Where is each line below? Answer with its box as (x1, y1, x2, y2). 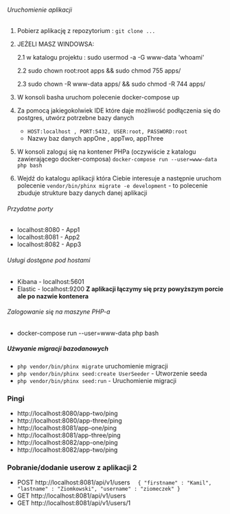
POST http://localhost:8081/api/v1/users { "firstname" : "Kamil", (16, 478, 212, 487)
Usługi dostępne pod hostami (7, 256, 91, 264)
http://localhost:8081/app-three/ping (16, 431, 122, 439)
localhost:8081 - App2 (16, 233, 80, 242)
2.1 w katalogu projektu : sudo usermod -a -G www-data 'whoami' (16, 54, 205, 62)
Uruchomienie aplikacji (7, 5, 72, 14)
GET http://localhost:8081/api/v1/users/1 (16, 499, 131, 507)
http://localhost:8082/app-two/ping (16, 446, 118, 454)
